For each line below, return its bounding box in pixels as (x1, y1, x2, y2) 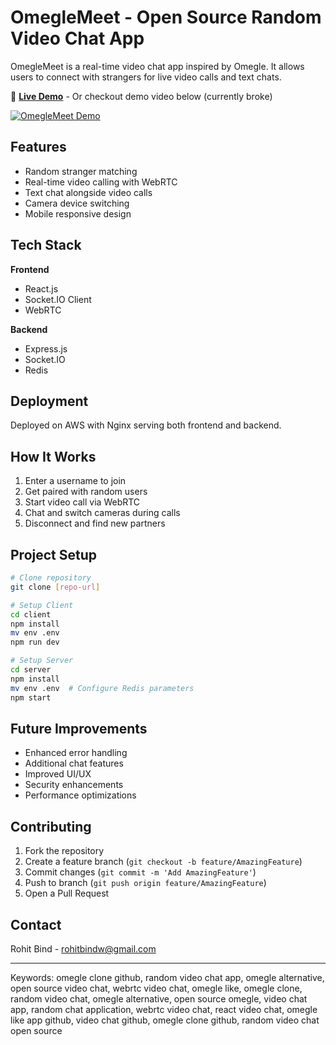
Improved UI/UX (24, 768, 92, 780)
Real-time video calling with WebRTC (24, 176, 178, 188)
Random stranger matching (24, 165, 138, 177)
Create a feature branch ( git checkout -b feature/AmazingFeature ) (24, 856, 303, 868)
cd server (10, 665, 52, 675)
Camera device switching (24, 197, 130, 209)
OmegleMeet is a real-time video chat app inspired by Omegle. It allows (10, 60, 305, 72)
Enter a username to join (24, 475, 127, 487)
